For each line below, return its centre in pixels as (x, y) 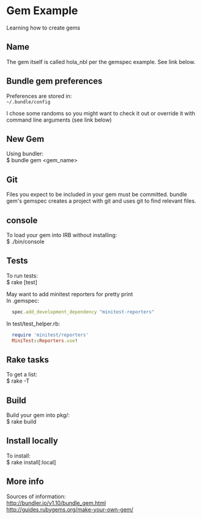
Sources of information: (36, 496)
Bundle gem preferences (54, 81)
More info (25, 482)
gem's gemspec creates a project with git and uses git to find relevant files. (101, 201)
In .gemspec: (23, 300)
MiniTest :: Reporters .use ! (45, 341)
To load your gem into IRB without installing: (62, 235)
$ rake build (21, 422)
